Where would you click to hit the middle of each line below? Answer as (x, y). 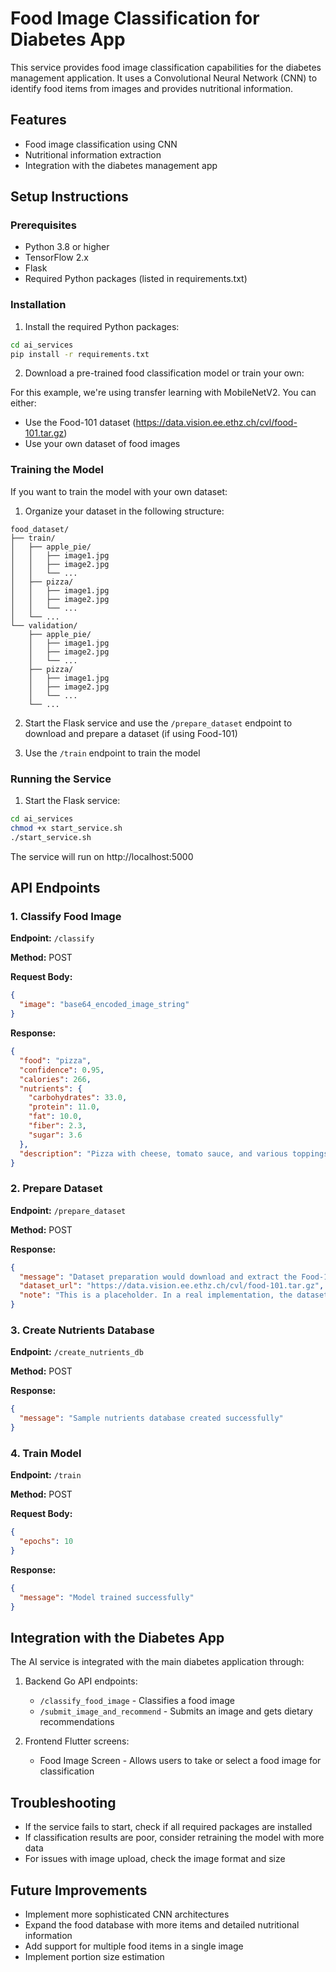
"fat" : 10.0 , (55, 1117)
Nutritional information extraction (93, 154)
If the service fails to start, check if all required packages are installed (168, 1827)
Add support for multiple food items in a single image (134, 1946)
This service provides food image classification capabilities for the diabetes (166, 67)
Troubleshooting (63, 1802)
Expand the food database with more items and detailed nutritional (162, 1924)
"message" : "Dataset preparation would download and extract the (158, 1277)
